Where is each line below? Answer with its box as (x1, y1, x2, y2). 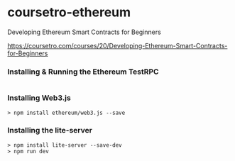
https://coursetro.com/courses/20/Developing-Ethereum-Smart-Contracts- (7, 41, 228, 50)
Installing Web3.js (7, 93, 71, 103)
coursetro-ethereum (7, 4, 131, 21)
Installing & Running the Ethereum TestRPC (7, 67, 159, 77)
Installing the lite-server (7, 126, 92, 135)
